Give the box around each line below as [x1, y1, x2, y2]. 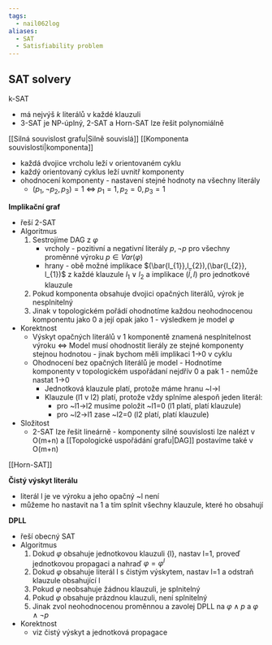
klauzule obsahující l [32, 576, 101, 586]
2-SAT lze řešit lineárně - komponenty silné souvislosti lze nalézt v [32, 426, 256, 436]
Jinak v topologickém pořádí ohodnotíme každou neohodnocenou [32, 305, 253, 315]
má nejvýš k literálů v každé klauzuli [19, 109, 141, 119]
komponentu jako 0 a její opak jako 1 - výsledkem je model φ [32, 314, 235, 324]
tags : [8, 11, 27, 20]
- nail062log [15, 19, 60, 28]
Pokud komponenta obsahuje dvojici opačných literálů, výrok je [32, 288, 244, 298]
